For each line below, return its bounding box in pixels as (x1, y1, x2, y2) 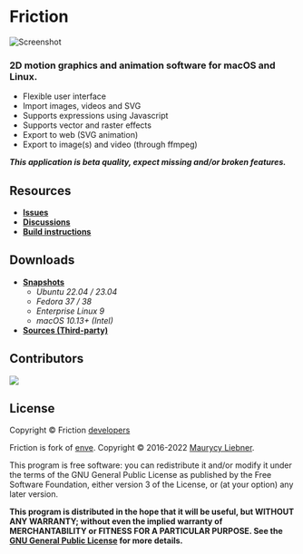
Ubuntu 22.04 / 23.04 (35, 286, 118, 296)
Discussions (22, 217, 71, 228)
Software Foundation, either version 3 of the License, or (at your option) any (9, 479, 294, 491)
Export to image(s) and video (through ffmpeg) (22, 139, 198, 151)
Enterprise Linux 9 (35, 306, 105, 316)
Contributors (9, 351, 84, 366)
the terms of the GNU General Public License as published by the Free (9, 470, 272, 481)
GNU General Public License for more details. (9, 535, 183, 546)
